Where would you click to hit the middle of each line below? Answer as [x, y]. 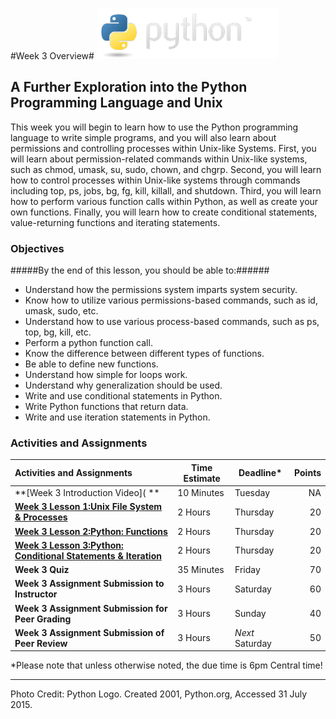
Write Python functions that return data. [106, 407]
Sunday [250, 614]
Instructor [36, 594]
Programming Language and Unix [116, 103]
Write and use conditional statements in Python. [123, 396]
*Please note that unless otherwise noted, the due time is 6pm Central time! [166, 665]
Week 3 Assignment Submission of [89, 632]
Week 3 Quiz [42, 570]
